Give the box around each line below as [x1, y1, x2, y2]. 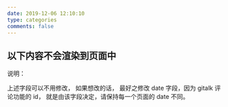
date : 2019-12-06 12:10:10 [7, 10, 85, 17]
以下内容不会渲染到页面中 [7, 49, 116, 62]
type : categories [7, 16, 57, 23]
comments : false [7, 23, 54, 29]
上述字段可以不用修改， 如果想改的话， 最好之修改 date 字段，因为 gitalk [7, 84, 213, 93]
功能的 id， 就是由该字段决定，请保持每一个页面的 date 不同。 [12, 93, 189, 101]
